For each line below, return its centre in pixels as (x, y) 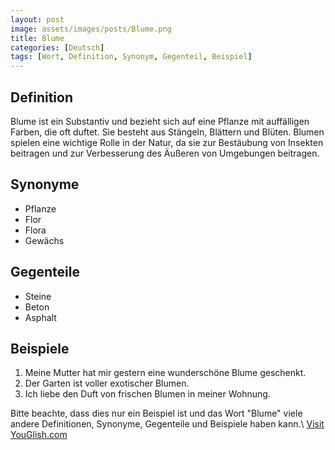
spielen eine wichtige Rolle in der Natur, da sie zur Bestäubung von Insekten (167, 142)
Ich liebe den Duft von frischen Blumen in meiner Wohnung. (147, 394)
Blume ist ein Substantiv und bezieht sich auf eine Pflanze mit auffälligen (160, 121)
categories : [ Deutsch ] (57, 47)
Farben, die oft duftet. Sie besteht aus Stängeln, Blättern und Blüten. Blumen (167, 132)
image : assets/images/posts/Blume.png (91, 29)
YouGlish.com (39, 435)
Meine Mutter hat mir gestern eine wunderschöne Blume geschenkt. (165, 373)
